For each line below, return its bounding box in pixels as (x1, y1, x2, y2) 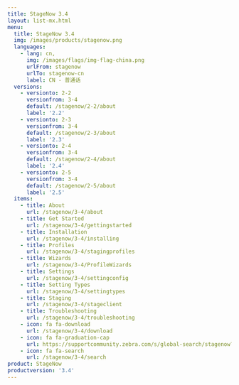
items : (14, 195, 33, 202)
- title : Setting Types (20, 281, 91, 288)
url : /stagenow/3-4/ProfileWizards (26, 261, 132, 269)
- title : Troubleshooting (20, 308, 97, 315)
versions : (14, 83, 43, 90)
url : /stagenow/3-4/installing (26, 235, 119, 242)
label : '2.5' (26, 189, 65, 196)
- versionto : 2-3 (20, 116, 72, 123)
